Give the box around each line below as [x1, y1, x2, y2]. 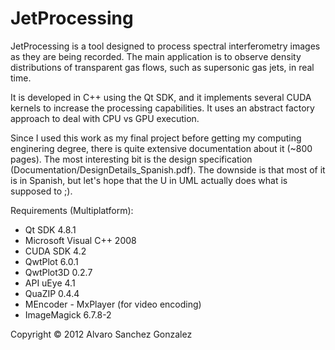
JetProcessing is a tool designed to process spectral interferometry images [10, 40, 321, 52]
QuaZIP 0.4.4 [24, 287, 80, 299]
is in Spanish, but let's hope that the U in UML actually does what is [10, 174, 288, 186]
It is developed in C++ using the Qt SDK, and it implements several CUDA [10, 91, 312, 103]
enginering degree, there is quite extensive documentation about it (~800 [10, 142, 313, 154]
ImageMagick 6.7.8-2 [24, 308, 112, 321]
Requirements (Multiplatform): [10, 204, 134, 216]
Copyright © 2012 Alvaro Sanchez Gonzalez [10, 328, 193, 340]
